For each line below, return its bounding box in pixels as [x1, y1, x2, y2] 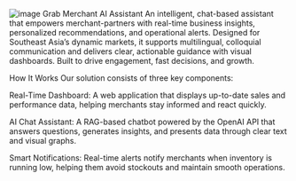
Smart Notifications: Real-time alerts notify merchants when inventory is [9, 153, 273, 163]
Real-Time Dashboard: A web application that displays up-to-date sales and [9, 90, 286, 100]
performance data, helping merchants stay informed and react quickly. [9, 99, 268, 110]
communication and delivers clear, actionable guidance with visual [9, 46, 253, 57]
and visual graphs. [9, 136, 77, 146]
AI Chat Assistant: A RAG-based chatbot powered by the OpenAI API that [9, 116, 276, 127]
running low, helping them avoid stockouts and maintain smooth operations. [9, 162, 285, 172]
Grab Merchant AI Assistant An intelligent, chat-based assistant [43, 9, 275, 19]
